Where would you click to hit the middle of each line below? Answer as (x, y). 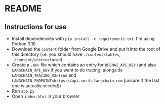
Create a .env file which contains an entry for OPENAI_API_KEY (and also (84, 65)
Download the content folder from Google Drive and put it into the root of (86, 49)
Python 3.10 (23, 44)
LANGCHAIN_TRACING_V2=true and (44, 75)
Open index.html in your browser (46, 96)
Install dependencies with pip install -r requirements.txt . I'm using (83, 38)
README (23, 9)
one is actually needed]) (36, 86)
